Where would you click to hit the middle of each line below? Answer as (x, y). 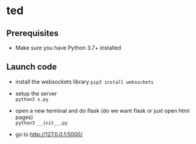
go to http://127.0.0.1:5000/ (49, 134)
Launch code (32, 67)
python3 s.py (32, 99)
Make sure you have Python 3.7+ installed (68, 48)
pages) (24, 117)
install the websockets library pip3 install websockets (85, 81)
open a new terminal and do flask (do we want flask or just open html (102, 110)
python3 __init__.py (41, 123)
